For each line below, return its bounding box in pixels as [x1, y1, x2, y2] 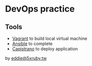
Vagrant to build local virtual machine [12, 35, 88, 41]
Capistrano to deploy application [12, 46, 78, 51]
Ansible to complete [12, 41, 53, 47]
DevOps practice [5, 3, 75, 15]
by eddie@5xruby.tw [5, 55, 47, 61]
